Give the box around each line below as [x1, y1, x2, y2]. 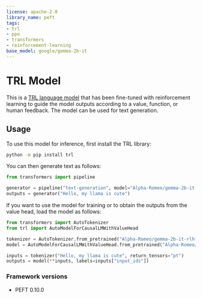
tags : [6, 20, 20, 26]
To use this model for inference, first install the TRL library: [6, 140, 151, 147]
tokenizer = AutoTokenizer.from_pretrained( [6, 236, 120, 242]
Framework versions [6, 272, 68, 281]
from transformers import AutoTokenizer [6, 220, 109, 226]
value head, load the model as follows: [6, 208, 102, 215]
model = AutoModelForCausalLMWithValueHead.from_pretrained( [6, 241, 163, 247]
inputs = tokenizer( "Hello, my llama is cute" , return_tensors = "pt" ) [6, 252, 185, 259]
